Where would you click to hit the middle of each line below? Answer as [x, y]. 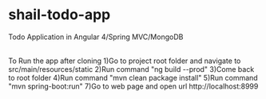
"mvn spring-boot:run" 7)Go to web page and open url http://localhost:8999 [133, 86]
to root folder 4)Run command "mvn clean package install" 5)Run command [133, 77]
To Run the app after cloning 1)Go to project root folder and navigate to [125, 61]
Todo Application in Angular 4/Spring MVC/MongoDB [96, 37]
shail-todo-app [60, 15]
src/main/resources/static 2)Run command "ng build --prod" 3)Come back [131, 69]
